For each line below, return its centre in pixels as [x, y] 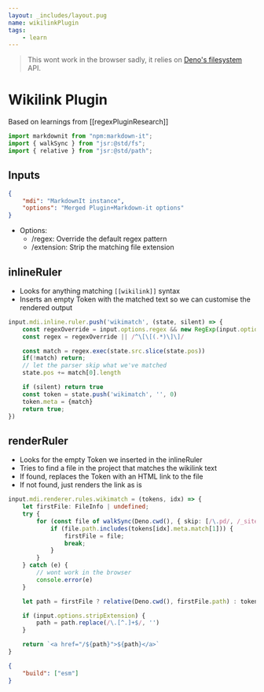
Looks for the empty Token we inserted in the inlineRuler [111, 460]
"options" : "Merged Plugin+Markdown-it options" [103, 208]
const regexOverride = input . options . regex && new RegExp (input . [132, 329]
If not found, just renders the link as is [81, 485]
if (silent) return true [63, 387]
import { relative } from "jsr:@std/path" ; [81, 150]
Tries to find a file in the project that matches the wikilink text [118, 468]
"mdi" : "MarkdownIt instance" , [73, 201]
